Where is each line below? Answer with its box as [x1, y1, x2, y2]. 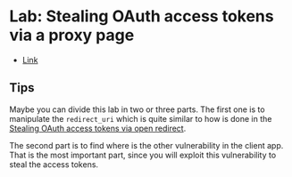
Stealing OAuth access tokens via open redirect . [9, 123, 187, 133]
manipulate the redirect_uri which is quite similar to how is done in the [9, 113, 272, 124]
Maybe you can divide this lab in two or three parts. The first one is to [9, 104, 265, 115]
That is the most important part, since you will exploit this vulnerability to [9, 149, 277, 160]
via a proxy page [9, 25, 135, 45]
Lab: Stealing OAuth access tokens [9, 6, 274, 27]
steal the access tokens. [9, 158, 99, 170]
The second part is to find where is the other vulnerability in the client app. [9, 140, 284, 150]
